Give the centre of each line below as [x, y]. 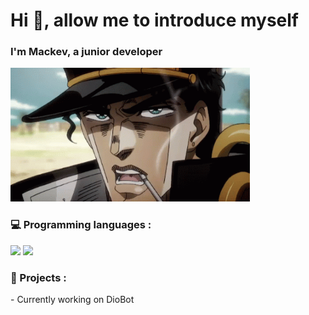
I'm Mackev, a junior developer [86, 52]
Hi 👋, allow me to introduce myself [154, 20]
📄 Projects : [38, 277]
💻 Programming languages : [81, 225]
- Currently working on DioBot [72, 300]
